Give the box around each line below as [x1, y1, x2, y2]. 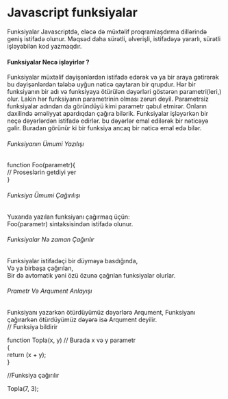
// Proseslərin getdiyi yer [7, 168, 77, 176]
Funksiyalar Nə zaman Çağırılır [7, 235, 94, 244]
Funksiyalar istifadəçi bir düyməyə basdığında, [7, 256, 138, 265]
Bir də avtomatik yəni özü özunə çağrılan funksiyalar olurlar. [7, 271, 176, 279]
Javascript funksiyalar [7, 5, 138, 21]
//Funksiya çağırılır [7, 371, 60, 379]
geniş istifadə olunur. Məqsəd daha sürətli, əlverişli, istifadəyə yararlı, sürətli [7, 34, 221, 43]
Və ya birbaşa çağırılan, [7, 264, 74, 272]
